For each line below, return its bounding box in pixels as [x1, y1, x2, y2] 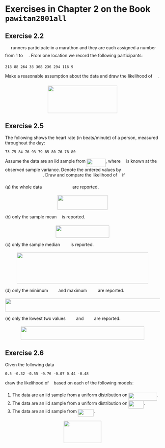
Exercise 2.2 [5, 32, 44, 40]
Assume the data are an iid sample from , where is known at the [5, 158, 157, 164]
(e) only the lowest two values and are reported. [5, 315, 121, 321]
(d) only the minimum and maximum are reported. [5, 287, 124, 293]
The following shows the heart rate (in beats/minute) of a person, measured [5, 135, 159, 141]
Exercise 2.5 [5, 122, 44, 130]
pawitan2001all [5, 14, 67, 23]
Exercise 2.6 [5, 348, 44, 357]
